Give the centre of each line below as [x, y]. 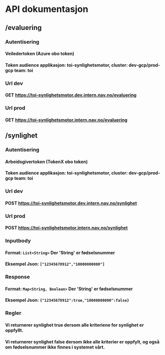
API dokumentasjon [47, 9]
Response [17, 277]
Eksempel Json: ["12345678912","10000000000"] [55, 264]
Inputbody [18, 241]
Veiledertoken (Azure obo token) [40, 54]
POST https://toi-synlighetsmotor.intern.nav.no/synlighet [67, 228]
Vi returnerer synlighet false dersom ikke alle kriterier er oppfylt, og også [82, 342]
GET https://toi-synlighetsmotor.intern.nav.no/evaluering [66, 120]
